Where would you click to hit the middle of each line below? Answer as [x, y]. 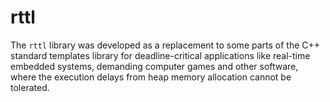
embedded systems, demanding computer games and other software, [154, 66]
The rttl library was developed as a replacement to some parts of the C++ [165, 45]
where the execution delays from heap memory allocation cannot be [151, 77]
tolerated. [30, 87]
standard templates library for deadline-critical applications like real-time [160, 55]
